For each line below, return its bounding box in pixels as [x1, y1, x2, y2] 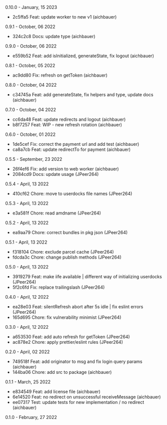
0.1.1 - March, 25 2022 [5, 379, 51, 385]
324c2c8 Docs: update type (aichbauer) [12, 34, 96, 39]
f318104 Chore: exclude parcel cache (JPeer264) [12, 249, 114, 255]
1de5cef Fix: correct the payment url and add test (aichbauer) [12, 141, 139, 147]
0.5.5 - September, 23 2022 [5, 156, 62, 162]
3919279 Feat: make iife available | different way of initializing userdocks [12, 274, 162, 280]
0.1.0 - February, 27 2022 [5, 414, 57, 420]
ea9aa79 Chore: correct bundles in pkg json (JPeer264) [12, 230, 128, 235]
